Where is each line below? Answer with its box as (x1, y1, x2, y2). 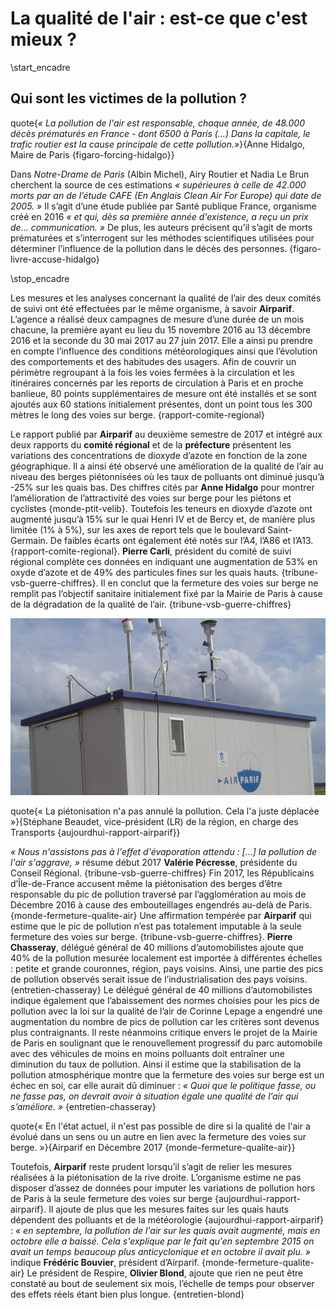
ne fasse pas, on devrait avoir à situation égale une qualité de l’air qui (10, 1090, 299, 1102)
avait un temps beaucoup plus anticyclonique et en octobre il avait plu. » (10, 1246, 311, 1258)
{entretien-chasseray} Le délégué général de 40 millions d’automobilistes (10, 984, 313, 996)
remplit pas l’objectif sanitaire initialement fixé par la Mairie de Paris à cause (10, 587, 323, 599)
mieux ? (10, 28, 77, 51)
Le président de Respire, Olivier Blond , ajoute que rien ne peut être (26, 1267, 304, 1279)
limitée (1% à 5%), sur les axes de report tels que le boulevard (10, 523, 266, 536)
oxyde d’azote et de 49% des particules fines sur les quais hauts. (10, 566, 280, 578)
